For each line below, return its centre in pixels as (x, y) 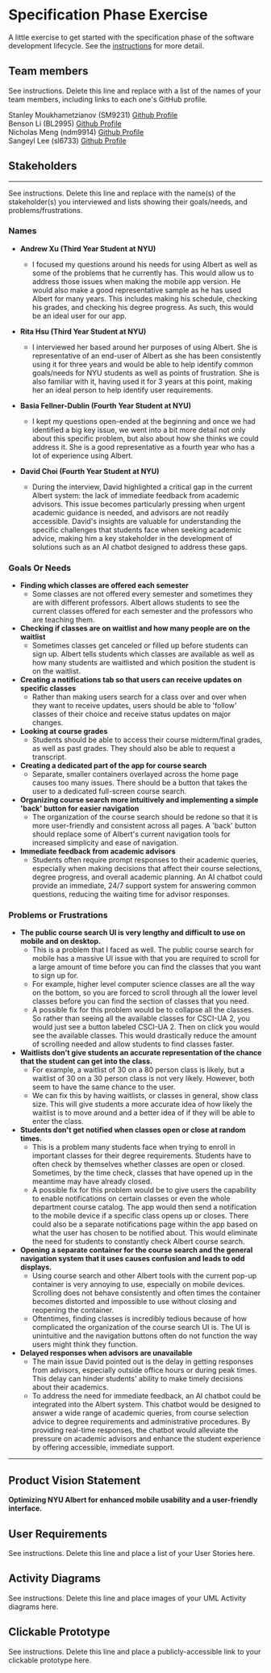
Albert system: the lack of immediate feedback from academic (135, 495)
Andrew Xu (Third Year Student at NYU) (88, 249)
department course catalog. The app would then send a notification (144, 1207)
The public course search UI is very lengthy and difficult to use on (133, 933)
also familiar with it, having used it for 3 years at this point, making (142, 381)
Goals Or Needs (40, 568)
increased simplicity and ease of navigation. (105, 843)
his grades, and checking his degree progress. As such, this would (143, 307)
